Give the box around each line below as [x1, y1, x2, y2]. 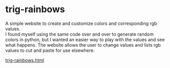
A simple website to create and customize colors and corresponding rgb [5, 20, 157, 26]
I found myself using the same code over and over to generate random [5, 31, 154, 37]
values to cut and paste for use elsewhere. [5, 47, 95, 53]
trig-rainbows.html [5, 57, 44, 63]
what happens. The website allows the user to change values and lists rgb [5, 42, 161, 48]
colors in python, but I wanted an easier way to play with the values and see [5, 37, 165, 43]
